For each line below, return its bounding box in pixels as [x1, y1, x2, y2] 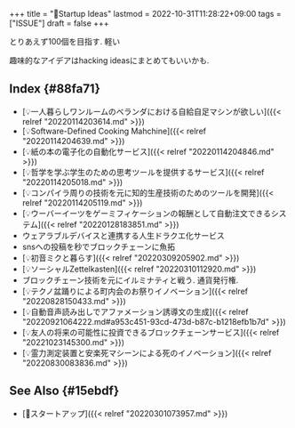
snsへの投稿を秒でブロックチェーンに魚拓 [21, 241, 176, 252]
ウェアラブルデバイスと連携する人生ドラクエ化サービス [21, 230, 225, 240]
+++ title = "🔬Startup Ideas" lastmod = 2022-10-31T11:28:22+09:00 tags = [9, 9, 282, 19]
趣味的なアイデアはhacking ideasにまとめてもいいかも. [9, 55, 210, 66]
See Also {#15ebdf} [9, 384, 120, 399]
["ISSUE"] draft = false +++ [9, 18, 109, 28]
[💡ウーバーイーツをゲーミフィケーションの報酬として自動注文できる [21, 207, 272, 218]
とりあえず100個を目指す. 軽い [9, 36, 121, 46]
